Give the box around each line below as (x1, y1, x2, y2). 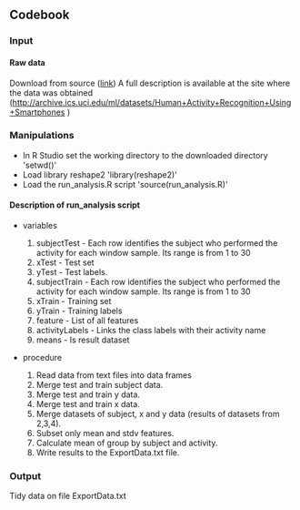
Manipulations (9, 129, 75, 142)
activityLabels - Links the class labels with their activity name (35, 325, 266, 336)
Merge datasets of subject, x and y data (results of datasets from (35, 409, 280, 420)
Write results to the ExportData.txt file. (35, 447, 180, 458)
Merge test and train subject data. (35, 380, 164, 391)
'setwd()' (22, 159, 57, 170)
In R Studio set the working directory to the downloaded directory (22, 149, 268, 160)
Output (9, 469, 42, 482)
